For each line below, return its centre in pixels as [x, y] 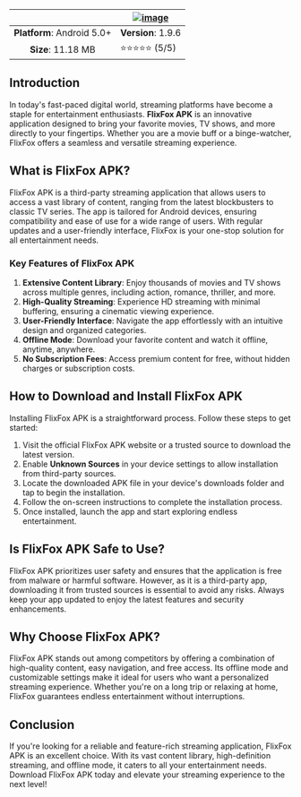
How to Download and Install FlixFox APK [126, 396]
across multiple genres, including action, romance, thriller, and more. [149, 292]
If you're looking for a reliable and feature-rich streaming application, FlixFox [150, 746]
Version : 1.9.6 [151, 33]
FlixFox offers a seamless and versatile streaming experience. [123, 142]
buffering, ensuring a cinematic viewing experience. [118, 311]
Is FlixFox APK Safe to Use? [87, 549]
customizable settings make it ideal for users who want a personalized [139, 677]
